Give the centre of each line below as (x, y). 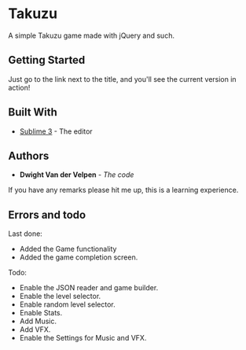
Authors (29, 155)
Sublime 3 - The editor (56, 131)
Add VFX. (35, 330)
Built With (33, 112)
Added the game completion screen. (79, 257)
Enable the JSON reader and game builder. (89, 288)
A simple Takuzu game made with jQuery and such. (92, 35)
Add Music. (38, 321)
